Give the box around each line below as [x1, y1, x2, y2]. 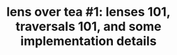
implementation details [20, 34, 157, 49]
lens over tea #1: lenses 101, [6, 4, 171, 20]
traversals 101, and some [15, 19, 162, 34]
